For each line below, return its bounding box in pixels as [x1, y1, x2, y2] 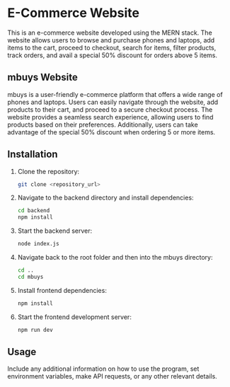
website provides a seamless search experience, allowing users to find [7, 112, 214, 121]
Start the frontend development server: [17, 313, 132, 321]
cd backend [17, 207, 50, 214]
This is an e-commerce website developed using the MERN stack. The [7, 28, 212, 37]
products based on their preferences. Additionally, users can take [7, 120, 198, 129]
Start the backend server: [17, 226, 93, 235]
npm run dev [17, 326, 53, 333]
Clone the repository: [17, 167, 80, 175]
